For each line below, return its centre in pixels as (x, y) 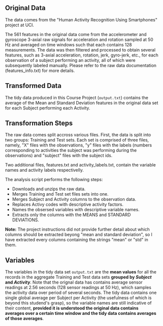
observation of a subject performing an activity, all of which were (70, 60)
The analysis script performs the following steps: (54, 180)
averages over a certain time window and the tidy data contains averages (81, 313)
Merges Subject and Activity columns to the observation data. (74, 199)
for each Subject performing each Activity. (48, 108)
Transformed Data (33, 86)
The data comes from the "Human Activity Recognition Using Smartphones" (81, 19)
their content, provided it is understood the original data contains (72, 308)
